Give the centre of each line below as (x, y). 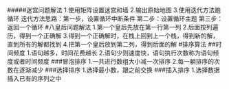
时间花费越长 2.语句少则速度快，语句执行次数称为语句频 (140, 53)
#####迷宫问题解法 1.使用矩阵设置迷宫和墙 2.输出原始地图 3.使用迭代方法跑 (114, 10)
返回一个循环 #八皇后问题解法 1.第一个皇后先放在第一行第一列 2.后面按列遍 (113, 27)
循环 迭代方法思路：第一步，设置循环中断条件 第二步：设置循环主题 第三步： (115, 18)
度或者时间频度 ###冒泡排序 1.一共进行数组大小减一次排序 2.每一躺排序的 (111, 61)
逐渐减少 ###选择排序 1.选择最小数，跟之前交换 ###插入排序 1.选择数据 (119, 70)
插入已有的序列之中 (34, 78)
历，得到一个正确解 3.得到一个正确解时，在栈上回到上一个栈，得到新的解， (113, 36)
